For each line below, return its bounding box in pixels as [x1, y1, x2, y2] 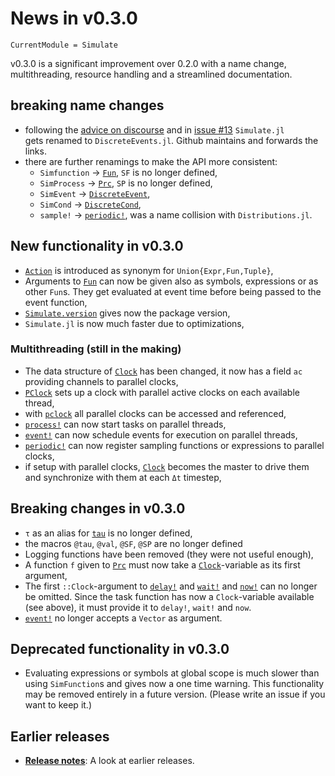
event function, [24, 296, 88, 308]
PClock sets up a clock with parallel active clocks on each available [24, 386, 300, 398]
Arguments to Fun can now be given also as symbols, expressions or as [24, 275, 319, 287]
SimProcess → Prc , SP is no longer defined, [39, 177, 213, 189]
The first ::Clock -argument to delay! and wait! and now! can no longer [24, 580, 318, 592]
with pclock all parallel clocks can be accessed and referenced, [24, 407, 287, 419]
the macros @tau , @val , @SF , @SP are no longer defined [24, 537, 243, 549]
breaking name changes [10, 97, 165, 114]
